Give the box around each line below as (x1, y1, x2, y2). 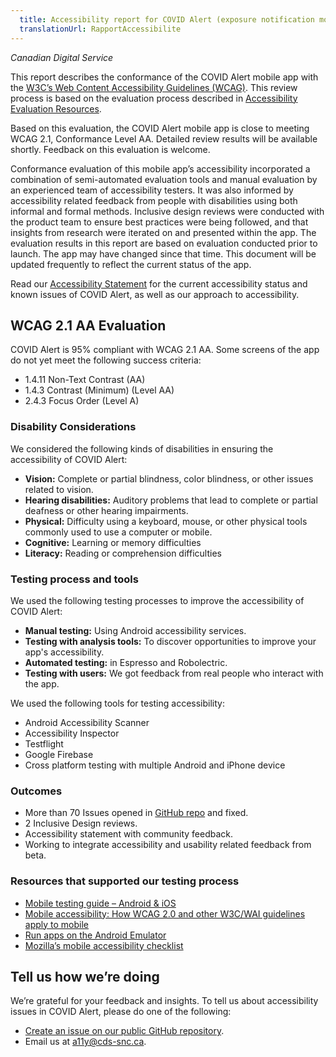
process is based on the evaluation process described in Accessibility (10, 92, 298, 104)
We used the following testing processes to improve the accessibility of (10, 594, 305, 606)
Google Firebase (24, 748, 94, 760)
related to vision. (24, 483, 94, 495)
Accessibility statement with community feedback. (24, 828, 234, 840)
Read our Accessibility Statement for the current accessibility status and (10, 277, 308, 290)
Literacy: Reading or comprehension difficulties (24, 547, 222, 559)
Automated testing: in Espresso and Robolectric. (24, 656, 228, 668)
